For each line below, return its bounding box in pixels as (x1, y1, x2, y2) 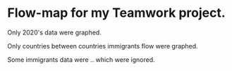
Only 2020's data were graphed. (7, 28, 102, 37)
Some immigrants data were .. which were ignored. (7, 55, 155, 64)
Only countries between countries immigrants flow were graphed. (7, 41, 199, 50)
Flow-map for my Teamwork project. (7, 5, 226, 21)
